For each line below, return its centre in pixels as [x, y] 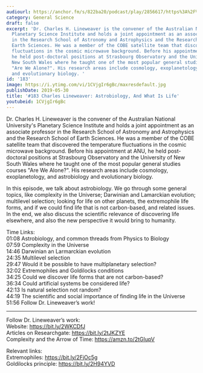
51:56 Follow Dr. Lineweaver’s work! [51, 302]
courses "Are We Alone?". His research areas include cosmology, [87, 170]
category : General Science [40, 18]
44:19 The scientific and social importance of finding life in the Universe [96, 296]
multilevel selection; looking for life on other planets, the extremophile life [98, 201]
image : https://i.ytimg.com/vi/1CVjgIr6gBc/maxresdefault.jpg [86, 85]
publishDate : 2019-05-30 [37, 91]
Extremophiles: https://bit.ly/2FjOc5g [52, 357]
